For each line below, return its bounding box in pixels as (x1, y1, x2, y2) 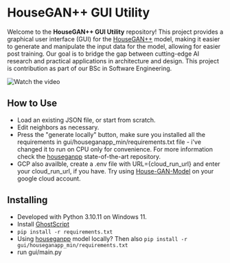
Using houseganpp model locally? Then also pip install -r (16, 234, 187, 242)
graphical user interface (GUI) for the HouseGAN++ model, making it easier (7, 34, 220, 43)
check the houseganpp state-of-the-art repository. (16, 152, 161, 160)
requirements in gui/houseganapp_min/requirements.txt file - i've (16, 138, 201, 146)
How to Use (7, 98, 58, 109)
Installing (7, 194, 48, 206)
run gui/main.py (16, 248, 62, 256)
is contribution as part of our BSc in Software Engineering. (7, 64, 172, 72)
